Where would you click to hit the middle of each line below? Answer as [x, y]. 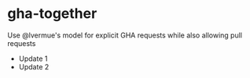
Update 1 [33, 58]
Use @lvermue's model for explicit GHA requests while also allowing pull [125, 35]
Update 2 [34, 66]
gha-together [52, 14]
